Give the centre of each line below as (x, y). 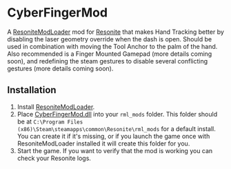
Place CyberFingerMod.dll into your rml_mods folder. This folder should (117, 114)
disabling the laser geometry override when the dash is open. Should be (110, 39)
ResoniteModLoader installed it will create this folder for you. (103, 143)
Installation (32, 90)
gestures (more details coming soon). (60, 68)
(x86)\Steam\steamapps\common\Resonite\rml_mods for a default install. (116, 128)
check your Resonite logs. (54, 158)
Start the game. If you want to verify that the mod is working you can (115, 150)
